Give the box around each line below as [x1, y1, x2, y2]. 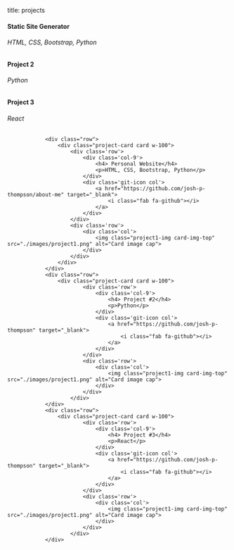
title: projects [7, 6, 46, 14]
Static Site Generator [7, 22, 70, 30]
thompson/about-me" [7, 192, 65, 199]
